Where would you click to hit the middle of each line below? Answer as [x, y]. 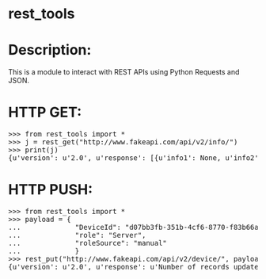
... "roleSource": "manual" [88, 243]
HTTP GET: [45, 113]
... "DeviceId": [65, 227]
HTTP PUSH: [51, 190]
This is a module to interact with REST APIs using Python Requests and [124, 72]
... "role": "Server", [77, 235]
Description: [50, 50]
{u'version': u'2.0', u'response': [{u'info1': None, [115, 158]
